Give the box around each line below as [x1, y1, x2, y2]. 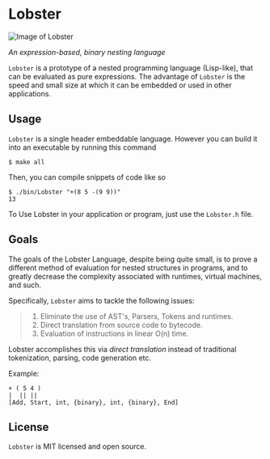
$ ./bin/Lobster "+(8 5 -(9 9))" [8, 188, 121, 196]
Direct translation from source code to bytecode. [40, 320, 203, 329]
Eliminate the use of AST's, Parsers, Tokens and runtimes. [40, 311, 234, 321]
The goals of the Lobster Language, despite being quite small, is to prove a [8, 254, 258, 264]
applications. [8, 88, 51, 98]
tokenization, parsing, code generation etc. [8, 353, 152, 363]
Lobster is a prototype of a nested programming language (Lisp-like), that [8, 62, 253, 73]
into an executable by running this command [8, 142, 157, 152]
